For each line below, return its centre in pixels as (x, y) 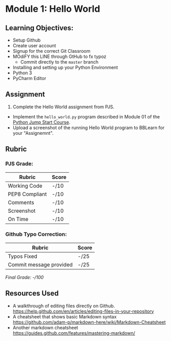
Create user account (34, 46)
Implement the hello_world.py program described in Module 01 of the (86, 116)
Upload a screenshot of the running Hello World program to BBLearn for (89, 127)
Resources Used (32, 294)
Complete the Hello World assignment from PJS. (63, 107)
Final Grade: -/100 (25, 277)
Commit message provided (40, 265)
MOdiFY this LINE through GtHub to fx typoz (59, 56)
